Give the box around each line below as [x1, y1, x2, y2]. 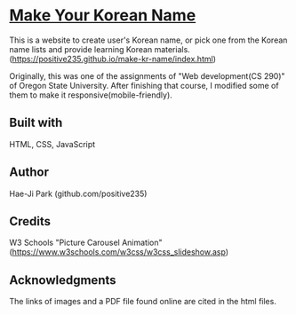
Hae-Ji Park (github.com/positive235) [9, 188, 148, 199]
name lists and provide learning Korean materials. [9, 43, 191, 54]
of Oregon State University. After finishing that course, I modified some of [9, 80, 279, 91]
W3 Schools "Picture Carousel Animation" [9, 237, 163, 248]
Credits [9, 214, 52, 229]
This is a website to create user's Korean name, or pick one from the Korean [9, 35, 288, 45]
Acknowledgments [9, 272, 117, 287]
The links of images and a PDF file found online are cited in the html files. [9, 296, 277, 307]
